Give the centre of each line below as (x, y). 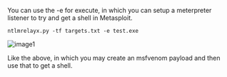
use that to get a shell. (40, 66)
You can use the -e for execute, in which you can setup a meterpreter (110, 10)
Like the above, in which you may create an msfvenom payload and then (114, 58)
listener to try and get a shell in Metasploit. (70, 18)
